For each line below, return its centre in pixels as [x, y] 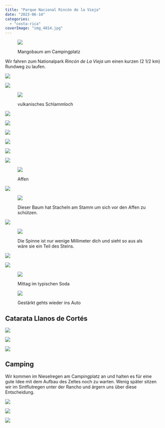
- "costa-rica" [25, 24]
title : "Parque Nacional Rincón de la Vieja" [53, 10]
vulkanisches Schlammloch [45, 104]
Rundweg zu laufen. [26, 67]
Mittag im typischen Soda [44, 284]
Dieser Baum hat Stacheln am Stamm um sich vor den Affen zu [82, 207]
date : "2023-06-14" [25, 14]
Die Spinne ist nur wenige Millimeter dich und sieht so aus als [80, 241]
